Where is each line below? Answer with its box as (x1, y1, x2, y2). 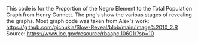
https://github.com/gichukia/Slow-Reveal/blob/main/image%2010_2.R (6, 24, 178, 31)
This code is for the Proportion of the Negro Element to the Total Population (6, 5, 193, 12)
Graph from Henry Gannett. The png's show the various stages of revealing (6, 11, 193, 18)
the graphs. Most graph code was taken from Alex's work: (6, 18, 150, 24)
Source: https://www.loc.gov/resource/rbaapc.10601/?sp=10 (6, 30, 154, 37)
